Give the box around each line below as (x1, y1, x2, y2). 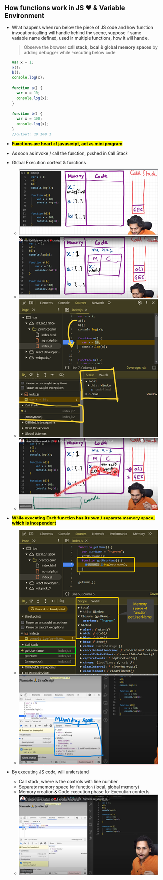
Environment (4, 12, 45, 20)
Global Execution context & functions (11, 159, 86, 165)
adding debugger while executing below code (23, 49, 116, 55)
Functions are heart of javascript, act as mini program (11, 140, 123, 146)
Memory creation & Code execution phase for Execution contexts (18, 789, 150, 794)
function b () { (11, 111, 43, 116)
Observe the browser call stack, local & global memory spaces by (23, 44, 158, 50)
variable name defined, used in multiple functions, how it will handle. (11, 35, 149, 41)
